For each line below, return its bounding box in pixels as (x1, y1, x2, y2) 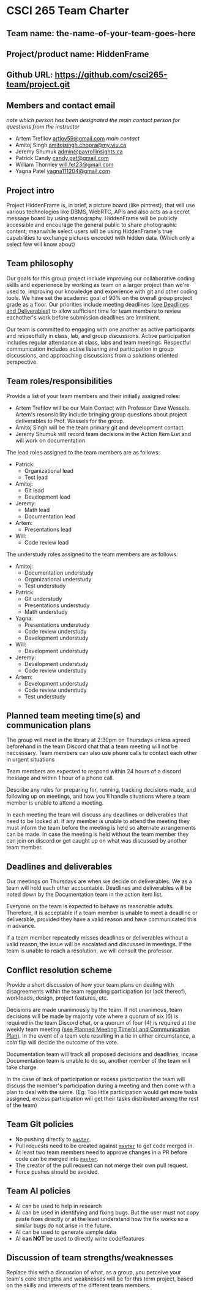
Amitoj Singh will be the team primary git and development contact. (15, 424, 185, 431)
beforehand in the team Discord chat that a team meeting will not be (6, 743, 178, 750)
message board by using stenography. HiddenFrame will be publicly (6, 214, 177, 221)
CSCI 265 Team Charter (6, 4, 130, 18)
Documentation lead (24, 513, 76, 520)
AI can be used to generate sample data (15, 1228, 116, 1236)
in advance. (6, 922, 36, 930)
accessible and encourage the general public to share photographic (6, 221, 177, 228)
